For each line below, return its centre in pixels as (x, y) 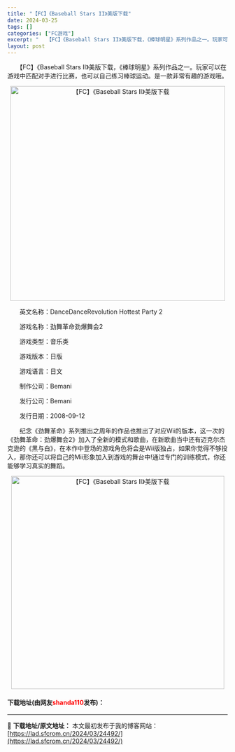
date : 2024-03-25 (33, 20)
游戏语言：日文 (41, 371)
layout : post (26, 46)
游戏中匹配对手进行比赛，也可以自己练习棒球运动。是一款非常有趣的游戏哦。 (117, 76)
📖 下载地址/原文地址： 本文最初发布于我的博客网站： (83, 726)
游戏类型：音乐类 (44, 341)
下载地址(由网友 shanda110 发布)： (56, 702)
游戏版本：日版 (41, 356)
